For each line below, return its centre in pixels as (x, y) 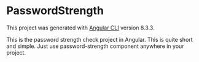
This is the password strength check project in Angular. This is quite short (99, 39)
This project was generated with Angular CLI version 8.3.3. (80, 28)
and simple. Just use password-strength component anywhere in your (95, 46)
